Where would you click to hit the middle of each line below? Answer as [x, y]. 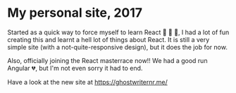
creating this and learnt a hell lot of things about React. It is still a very [108, 39]
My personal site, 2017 [75, 13]
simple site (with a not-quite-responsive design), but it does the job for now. [117, 47]
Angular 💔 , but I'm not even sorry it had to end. [75, 68]
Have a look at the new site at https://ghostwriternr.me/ [87, 82]
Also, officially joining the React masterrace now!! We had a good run [107, 60]
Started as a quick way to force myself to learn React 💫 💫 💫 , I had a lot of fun [118, 32]
